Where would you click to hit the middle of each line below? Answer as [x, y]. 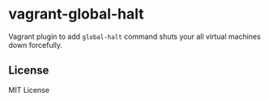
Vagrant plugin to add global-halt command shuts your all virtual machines [134, 36]
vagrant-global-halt [76, 14]
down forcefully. [36, 44]
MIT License [29, 90]
